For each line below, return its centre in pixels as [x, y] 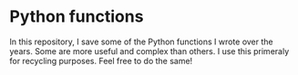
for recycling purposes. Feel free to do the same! [101, 61]
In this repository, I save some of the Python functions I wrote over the [141, 42]
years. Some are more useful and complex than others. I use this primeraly [149, 51]
